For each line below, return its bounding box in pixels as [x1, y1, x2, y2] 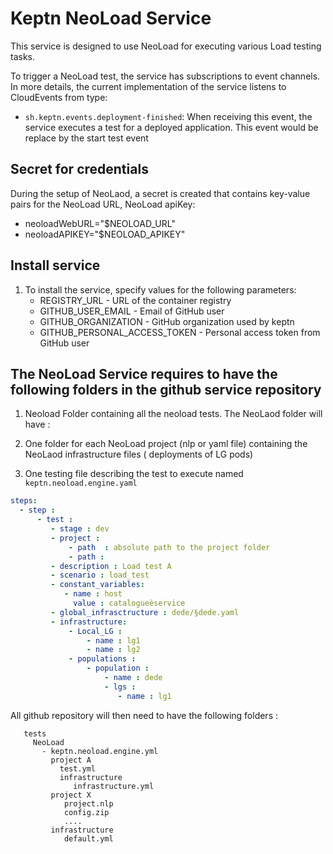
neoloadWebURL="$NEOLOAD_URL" [24, 217, 176, 229]
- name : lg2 [86, 645, 141, 655]
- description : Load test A [50, 561, 172, 571]
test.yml [59, 763, 97, 774]
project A [50, 755, 92, 765]
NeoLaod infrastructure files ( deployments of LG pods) [24, 448, 254, 461]
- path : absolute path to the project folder [68, 542, 271, 552]
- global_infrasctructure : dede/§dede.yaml [50, 607, 240, 617]
